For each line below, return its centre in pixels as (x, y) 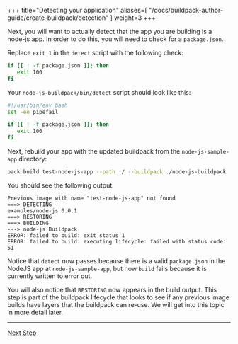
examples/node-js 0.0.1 (42, 211)
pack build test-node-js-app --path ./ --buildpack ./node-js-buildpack (117, 172)
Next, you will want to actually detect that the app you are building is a (110, 31)
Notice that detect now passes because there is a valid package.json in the (117, 260)
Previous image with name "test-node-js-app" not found (91, 198)
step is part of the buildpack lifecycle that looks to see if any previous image (119, 297)
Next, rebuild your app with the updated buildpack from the (94, 151)
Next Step (22, 333)
